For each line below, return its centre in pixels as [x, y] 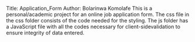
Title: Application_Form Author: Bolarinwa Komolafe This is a [79, 8]
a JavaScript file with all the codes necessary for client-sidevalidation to [93, 26]
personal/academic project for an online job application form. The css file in [98, 14]
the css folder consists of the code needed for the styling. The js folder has [97, 20]
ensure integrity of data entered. [45, 33]
